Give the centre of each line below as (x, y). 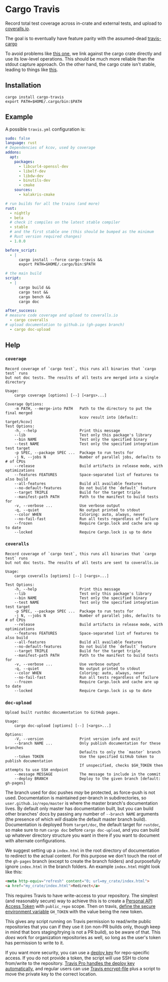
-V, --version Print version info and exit (77, 739)
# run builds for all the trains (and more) (53, 204)
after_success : (21, 311)
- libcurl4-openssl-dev (44, 166)
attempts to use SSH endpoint (37, 770)
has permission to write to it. (35, 943)
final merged (19, 413)
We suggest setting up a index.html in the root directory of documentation (82, 850)
